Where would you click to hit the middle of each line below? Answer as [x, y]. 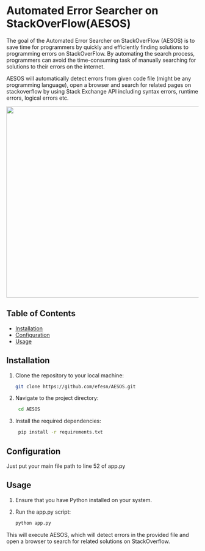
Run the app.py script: [43, 512]
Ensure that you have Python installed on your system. [84, 500]
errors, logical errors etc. [38, 98]
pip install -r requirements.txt [60, 432]
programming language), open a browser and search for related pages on [99, 85]
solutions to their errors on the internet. [56, 66]
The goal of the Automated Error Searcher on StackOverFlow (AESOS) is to [101, 40]
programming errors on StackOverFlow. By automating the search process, [101, 53]
